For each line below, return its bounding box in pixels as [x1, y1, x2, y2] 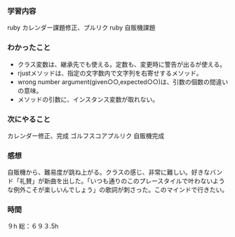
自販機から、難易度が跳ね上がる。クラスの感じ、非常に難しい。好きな [7, 168, 210, 177]
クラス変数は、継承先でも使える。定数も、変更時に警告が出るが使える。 [17, 60, 227, 68]
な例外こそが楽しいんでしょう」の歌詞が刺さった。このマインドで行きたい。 [7, 186, 229, 194]
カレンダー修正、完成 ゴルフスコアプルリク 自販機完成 [7, 131, 165, 140]
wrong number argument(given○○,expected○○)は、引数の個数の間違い [17, 77, 229, 86]
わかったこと [7, 43, 51, 53]
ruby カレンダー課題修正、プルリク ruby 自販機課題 [7, 23, 156, 32]
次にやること [7, 114, 51, 124]
